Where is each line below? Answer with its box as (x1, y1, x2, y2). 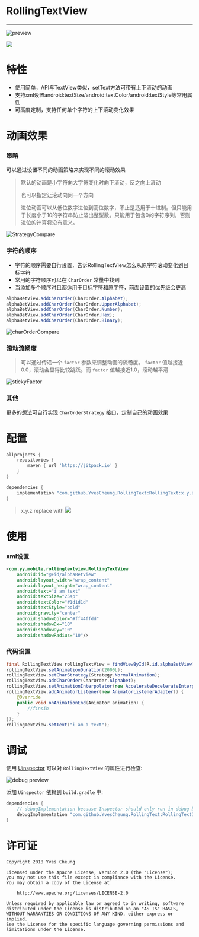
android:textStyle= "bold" (17, 605, 81, 611)
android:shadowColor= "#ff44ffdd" (17, 615, 99, 621)
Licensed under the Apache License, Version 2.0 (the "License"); (6, 869, 174, 875)
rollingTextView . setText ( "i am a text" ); (6, 722, 110, 728)
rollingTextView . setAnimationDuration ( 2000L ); (6, 666, 123, 673)
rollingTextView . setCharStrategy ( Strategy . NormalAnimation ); (6, 672, 161, 678)
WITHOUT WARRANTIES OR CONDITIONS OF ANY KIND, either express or (6, 911, 174, 917)
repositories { (17, 457, 54, 463)
